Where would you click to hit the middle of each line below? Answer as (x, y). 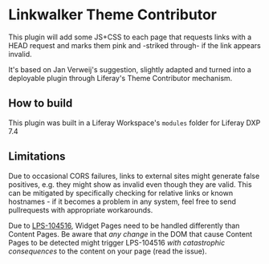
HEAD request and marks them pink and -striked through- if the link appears (134, 45)
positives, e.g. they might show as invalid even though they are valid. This (130, 184)
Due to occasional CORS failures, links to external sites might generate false (134, 176)
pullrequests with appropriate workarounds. (81, 209)
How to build (41, 103)
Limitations (37, 157)
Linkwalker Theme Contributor (112, 15)
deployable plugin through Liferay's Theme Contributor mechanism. (120, 78)
